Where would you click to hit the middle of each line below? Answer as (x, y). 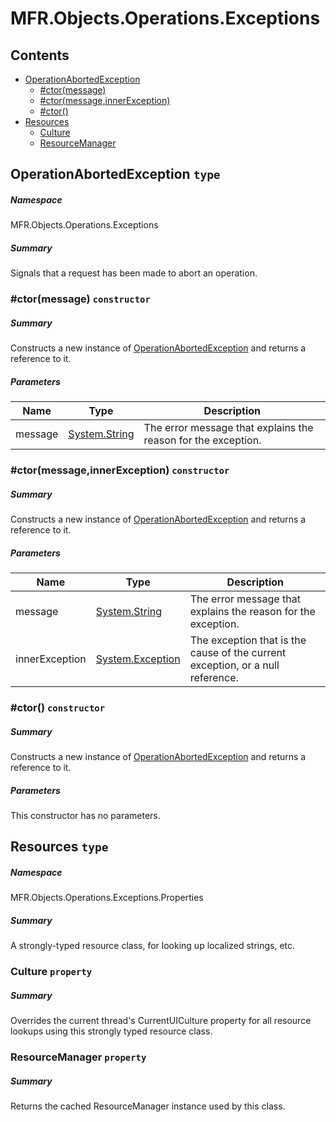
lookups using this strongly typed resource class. (111, 1031)
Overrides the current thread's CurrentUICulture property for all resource (161, 1021)
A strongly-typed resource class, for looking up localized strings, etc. (153, 946)
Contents (40, 55)
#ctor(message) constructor (80, 299)
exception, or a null (234, 665)
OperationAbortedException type (115, 174)
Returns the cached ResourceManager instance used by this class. (148, 1106)
